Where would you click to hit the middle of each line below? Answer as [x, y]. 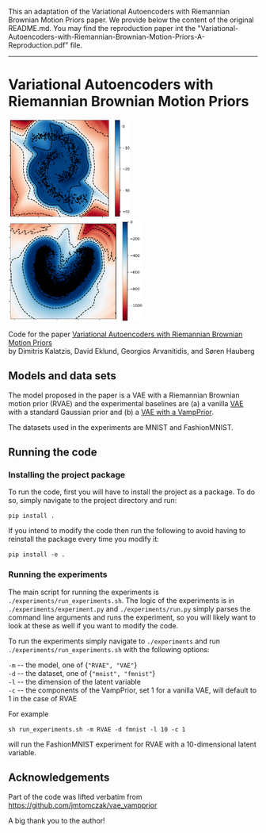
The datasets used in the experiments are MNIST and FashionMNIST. [121, 427]
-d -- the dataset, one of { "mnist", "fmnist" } [82, 673]
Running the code [53, 453]
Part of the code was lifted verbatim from [75, 797]
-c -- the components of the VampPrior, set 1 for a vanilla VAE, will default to [133, 690]
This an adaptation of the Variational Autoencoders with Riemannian [119, 12]
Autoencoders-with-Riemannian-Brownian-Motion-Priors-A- [107, 36]
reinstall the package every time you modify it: [84, 539]
